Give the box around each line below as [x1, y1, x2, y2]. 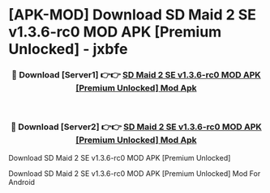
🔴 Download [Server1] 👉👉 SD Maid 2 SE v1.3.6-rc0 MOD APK [11, 69, 261, 81]
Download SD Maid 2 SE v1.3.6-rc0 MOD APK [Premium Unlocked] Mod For [8, 168, 261, 178]
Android [8, 177, 35, 187]
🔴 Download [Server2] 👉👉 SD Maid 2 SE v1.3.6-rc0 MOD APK [11, 121, 262, 132]
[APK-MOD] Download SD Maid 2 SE [8, 6, 257, 24]
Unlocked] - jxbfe [8, 40, 128, 58]
